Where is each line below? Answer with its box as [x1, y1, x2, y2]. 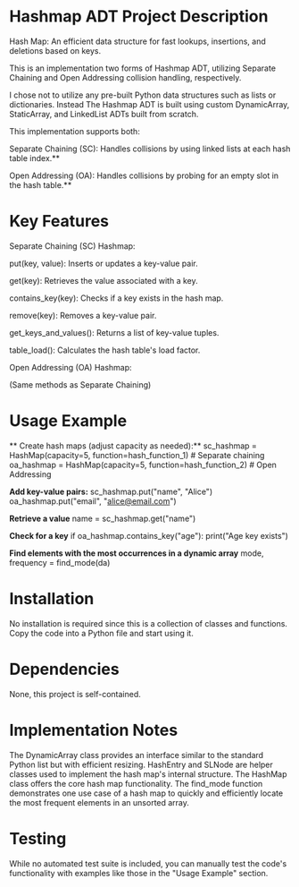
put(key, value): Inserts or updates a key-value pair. [9, 258, 198, 269]
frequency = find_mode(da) [9, 557, 111, 567]
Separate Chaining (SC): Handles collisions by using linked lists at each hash [9, 143, 291, 154]
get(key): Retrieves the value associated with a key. [9, 275, 198, 286]
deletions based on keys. [9, 45, 102, 55]
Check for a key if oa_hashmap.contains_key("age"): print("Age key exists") [9, 530, 288, 541]
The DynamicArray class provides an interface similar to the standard [9, 749, 264, 760]
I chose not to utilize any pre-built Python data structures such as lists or [9, 90, 277, 100]
